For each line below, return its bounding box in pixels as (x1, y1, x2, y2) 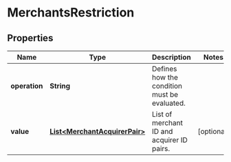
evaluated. (152, 98, 186, 108)
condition (152, 81, 183, 91)
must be (152, 90, 179, 99)
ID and (152, 127, 173, 136)
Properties (7, 32, 54, 44)
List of (152, 110, 173, 119)
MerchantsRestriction (7, 5, 135, 21)
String (49, 81, 71, 91)
